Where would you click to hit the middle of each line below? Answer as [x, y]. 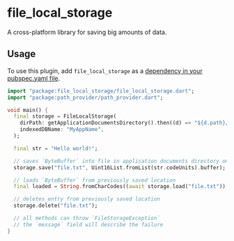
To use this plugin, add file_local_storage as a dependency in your [105, 70]
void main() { [28, 110]
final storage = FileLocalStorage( [65, 116]
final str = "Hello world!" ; [56, 148]
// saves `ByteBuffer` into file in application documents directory [116, 161]
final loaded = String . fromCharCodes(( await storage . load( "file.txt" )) [120, 187]
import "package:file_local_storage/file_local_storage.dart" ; [101, 91]
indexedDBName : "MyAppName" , [62, 130]
